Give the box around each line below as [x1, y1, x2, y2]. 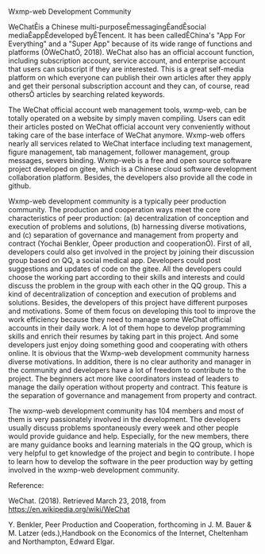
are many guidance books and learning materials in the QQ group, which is [8, 440, 252, 449]
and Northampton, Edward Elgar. [8, 537, 115, 546]
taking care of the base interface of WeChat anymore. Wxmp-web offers [8, 130, 246, 140]
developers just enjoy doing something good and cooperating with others [8, 340, 248, 349]
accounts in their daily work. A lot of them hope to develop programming [8, 323, 246, 332]
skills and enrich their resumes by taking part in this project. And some [8, 331, 239, 341]
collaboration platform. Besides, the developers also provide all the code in [8, 172, 253, 182]
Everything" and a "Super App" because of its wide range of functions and [8, 39, 252, 48]
